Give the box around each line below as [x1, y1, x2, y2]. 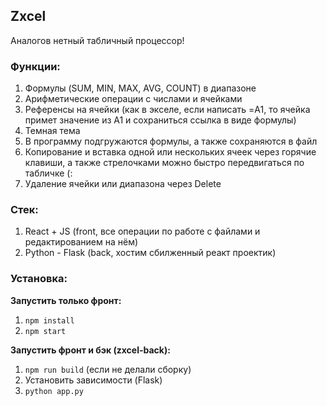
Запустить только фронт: [10, 294, 122, 306]
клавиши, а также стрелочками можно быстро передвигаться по [24, 157, 305, 169]
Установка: [10, 272, 68, 286]
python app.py [24, 386, 84, 396]
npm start [24, 326, 67, 336]
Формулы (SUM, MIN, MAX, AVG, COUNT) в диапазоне [24, 82, 257, 94]
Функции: [10, 59, 61, 73]
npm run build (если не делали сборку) [24, 363, 192, 375]
